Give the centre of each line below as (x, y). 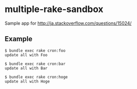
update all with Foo (26, 55)
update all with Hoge (27, 81)
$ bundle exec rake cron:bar (35, 64)
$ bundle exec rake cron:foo (35, 51)
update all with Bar (26, 68)
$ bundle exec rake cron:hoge (36, 77)
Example (19, 39)
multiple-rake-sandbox (54, 9)
